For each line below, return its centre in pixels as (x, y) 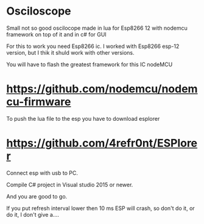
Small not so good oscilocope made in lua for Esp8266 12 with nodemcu (97, 28)
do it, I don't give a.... (33, 214)
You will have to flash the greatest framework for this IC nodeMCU (90, 64)
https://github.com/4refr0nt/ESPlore (102, 143)
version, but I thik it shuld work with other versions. (71, 52)
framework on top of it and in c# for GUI (56, 34)
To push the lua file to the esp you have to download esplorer (83, 118)
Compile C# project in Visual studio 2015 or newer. (70, 185)
